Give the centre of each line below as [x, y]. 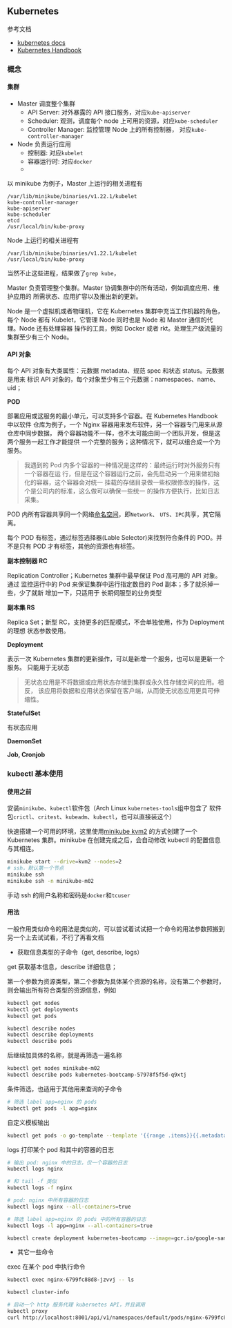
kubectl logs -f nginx [40, 1188]
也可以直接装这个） [148, 817]
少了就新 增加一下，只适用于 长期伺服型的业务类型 [90, 593]
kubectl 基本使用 [35, 774]
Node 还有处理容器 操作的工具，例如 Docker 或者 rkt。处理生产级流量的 [121, 328]
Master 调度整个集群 [46, 104]
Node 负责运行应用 [44, 144]
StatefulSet [24, 713]
